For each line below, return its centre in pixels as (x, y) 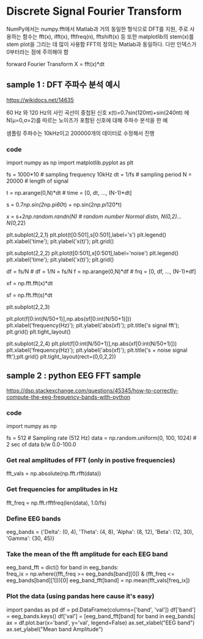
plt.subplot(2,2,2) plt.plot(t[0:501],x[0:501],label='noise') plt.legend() (93, 253)
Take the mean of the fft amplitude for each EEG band (87, 554)
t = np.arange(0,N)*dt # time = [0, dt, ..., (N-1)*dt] (69, 193)
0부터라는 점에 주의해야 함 (38, 52)
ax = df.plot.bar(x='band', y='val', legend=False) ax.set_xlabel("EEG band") (101, 623)
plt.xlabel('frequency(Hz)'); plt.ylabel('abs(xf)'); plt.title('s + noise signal (97, 350)
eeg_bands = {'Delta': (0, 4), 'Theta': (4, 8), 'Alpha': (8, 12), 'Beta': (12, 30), (100, 532)
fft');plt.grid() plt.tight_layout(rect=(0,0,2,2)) (61, 357)
